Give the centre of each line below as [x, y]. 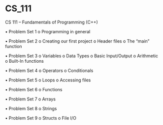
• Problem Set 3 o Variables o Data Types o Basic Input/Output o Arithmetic [82, 56]
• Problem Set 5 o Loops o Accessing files [48, 80]
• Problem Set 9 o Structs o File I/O [41, 118]
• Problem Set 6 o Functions [34, 89]
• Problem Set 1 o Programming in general [48, 31]
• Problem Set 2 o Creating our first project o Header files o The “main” [77, 41]
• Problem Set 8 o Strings [31, 108]
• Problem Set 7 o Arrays [30, 99]
